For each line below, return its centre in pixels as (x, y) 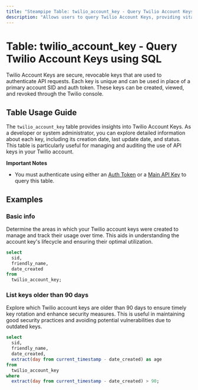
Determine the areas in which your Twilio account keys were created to (92, 229)
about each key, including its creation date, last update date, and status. (93, 139)
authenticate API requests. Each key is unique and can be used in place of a (98, 81)
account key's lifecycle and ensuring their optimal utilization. (80, 241)
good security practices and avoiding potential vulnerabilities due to (88, 320)
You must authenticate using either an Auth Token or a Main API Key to (100, 175)
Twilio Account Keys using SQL (84, 59)
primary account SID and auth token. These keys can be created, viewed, (95, 88)
